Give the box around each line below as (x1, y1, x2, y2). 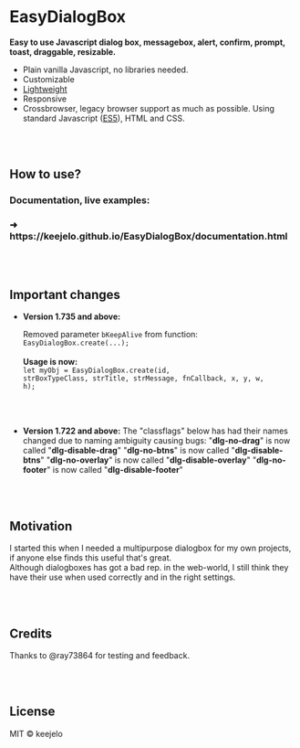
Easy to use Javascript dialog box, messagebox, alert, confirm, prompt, (9, 37, 285, 48)
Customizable (22, 73, 75, 84)
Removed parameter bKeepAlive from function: (22, 329, 199, 340)
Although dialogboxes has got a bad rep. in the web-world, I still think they (9, 562, 289, 573)
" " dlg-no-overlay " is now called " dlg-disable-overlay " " (40, 454, 257, 465)
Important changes (9, 286, 121, 303)
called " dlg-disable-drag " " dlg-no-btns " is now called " (22, 445, 235, 456)
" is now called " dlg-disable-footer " (47, 465, 184, 476)
